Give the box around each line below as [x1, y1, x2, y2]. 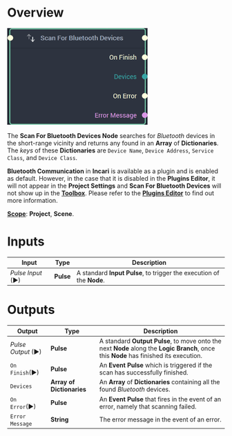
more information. [7, 196, 58, 204]
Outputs [7, 302, 55, 318]
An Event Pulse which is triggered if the [99, 361, 213, 370]
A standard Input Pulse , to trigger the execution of [76, 268, 220, 277]
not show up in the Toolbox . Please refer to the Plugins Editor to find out [7, 188, 215, 197]
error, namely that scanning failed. [99, 402, 197, 410]
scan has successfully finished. [99, 368, 188, 377]
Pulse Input [10, 268, 43, 277]
